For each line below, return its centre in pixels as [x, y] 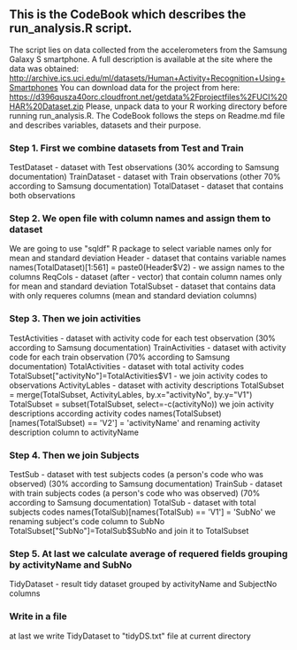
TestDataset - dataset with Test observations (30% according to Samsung [145, 167]
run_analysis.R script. [71, 29]
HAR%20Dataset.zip [46, 106]
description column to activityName [74, 432]
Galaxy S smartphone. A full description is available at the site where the [141, 59]
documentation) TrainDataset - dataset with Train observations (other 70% [145, 177]
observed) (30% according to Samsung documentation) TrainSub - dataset [146, 484]
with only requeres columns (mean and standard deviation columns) [133, 296]
